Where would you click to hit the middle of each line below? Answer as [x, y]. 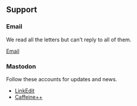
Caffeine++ [28, 97]
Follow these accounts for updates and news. [62, 79]
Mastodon [21, 66]
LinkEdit [25, 91]
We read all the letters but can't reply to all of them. [69, 39]
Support [22, 10]
